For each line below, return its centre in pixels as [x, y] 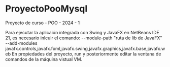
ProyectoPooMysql [46, 9]
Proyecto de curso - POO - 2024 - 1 [43, 23]
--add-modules [21, 43]
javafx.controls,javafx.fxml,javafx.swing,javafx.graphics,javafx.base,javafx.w [85, 48]
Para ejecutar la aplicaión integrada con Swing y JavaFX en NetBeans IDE [82, 32]
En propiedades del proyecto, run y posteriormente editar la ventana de [87, 54]
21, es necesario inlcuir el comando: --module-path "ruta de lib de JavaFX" [84, 38]
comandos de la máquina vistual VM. [44, 59]
